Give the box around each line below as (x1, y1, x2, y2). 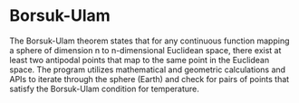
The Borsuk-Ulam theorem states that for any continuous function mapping (9, 35, 290, 46)
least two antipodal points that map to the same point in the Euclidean (9, 54, 270, 65)
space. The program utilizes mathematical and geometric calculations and (9, 64, 286, 75)
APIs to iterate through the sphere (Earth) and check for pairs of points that (9, 73, 290, 84)
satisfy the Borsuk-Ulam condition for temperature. (9, 83, 199, 94)
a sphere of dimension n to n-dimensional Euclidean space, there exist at (9, 44, 282, 55)
